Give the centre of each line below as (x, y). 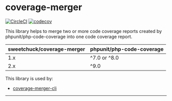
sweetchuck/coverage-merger (47, 49)
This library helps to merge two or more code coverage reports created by (84, 31)
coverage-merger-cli (35, 88)
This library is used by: (29, 78)
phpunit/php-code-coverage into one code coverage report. (69, 37)
